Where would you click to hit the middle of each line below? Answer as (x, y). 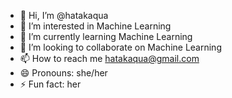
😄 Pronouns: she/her (63, 73)
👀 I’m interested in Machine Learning (95, 26)
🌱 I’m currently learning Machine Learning (106, 36)
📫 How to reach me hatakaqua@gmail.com (109, 58)
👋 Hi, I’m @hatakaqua (64, 15)
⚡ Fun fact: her (50, 84)
